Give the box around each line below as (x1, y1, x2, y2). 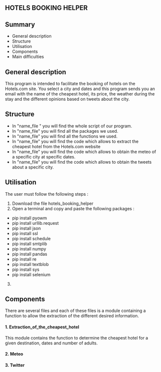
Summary (5, 20, 35, 29)
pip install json (12, 225, 41, 231)
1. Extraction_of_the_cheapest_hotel (5, 324, 80, 330)
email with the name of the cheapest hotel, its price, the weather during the (5, 91, 155, 97)
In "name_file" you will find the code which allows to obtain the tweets (12, 159, 152, 165)
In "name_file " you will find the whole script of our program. (12, 123, 132, 129)
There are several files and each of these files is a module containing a (5, 308, 146, 314)
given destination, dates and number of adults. (5, 340, 98, 346)
